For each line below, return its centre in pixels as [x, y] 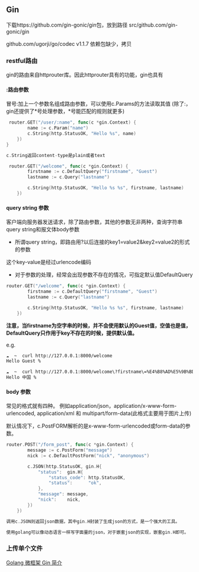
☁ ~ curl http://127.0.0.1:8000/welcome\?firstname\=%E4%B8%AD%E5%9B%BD [100, 372]
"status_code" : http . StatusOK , [87, 477]
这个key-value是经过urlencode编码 [49, 262]
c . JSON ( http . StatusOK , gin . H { [65, 466]
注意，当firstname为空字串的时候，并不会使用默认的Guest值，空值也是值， [99, 325]
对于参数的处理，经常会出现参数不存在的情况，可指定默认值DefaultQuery [104, 275]
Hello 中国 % [21, 378]
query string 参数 [28, 208]
